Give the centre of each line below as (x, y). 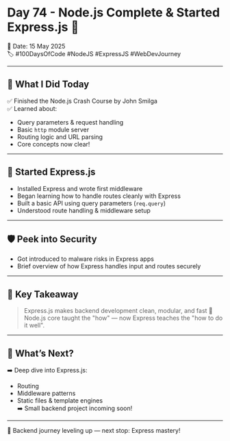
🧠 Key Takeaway (43, 294)
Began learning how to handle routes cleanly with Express (99, 196)
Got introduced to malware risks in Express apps (85, 259)
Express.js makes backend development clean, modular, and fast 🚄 (118, 311)
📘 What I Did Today (48, 85)
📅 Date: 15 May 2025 (36, 46)
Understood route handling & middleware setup (84, 210)
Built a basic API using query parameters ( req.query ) (91, 203)
